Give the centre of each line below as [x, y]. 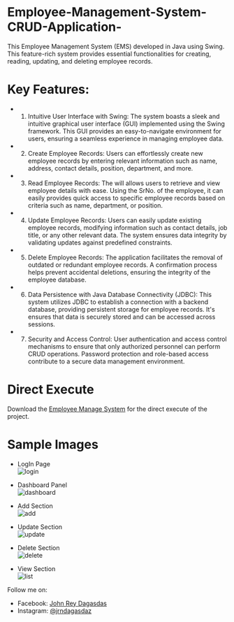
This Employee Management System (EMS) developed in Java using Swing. [116, 46]
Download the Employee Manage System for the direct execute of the [107, 409]
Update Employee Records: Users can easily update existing [115, 220]
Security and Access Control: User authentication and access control [127, 339]
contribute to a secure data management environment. [106, 361]
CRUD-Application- [65, 27]
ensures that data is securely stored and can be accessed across [122, 317]
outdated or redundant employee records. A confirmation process [123, 265]
